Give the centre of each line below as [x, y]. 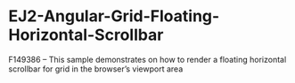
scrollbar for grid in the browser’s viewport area [96, 69]
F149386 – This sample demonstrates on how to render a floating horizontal [147, 59]
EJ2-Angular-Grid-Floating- [114, 16]
